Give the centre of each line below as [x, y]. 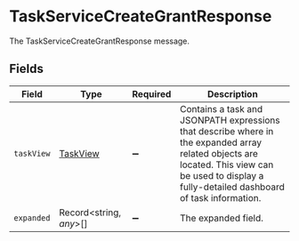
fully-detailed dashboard [232, 187]
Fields [27, 69]
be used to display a [222, 175]
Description [233, 93]
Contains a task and [221, 108]
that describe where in [226, 131]
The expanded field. [222, 218]
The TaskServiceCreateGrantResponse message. [99, 41]
